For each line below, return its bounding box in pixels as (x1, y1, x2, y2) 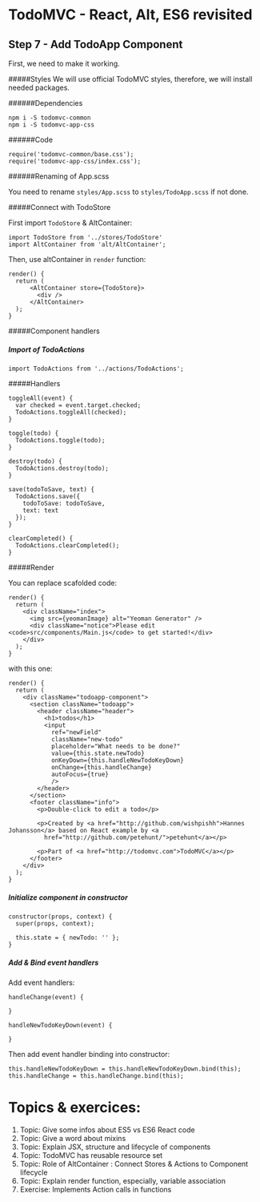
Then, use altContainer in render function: (8, 255, 146, 264)
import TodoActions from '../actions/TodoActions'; (8, 365, 184, 373)
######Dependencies (8, 99, 83, 107)
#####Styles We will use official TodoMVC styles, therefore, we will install (8, 75, 253, 83)
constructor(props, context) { (8, 912, 113, 921)
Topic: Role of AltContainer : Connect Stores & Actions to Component (19, 1159, 249, 1168)
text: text (22, 506, 59, 514)
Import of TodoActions (8, 345, 86, 354)
